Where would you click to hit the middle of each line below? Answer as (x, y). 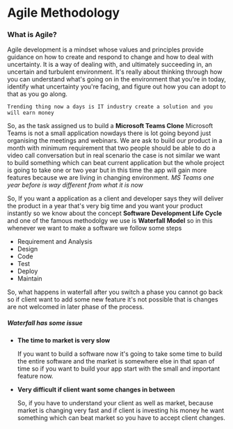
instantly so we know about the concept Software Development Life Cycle (115, 213)
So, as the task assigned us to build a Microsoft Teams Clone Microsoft (110, 126)
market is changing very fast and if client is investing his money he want (121, 411)
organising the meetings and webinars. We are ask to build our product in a (115, 141)
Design (27, 249)
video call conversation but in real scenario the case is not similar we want (114, 155)
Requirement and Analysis (55, 242)
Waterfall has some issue (45, 323)
